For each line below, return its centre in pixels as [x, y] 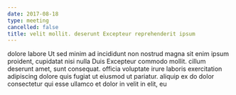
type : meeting [28, 21]
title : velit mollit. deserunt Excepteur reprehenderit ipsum [101, 34]
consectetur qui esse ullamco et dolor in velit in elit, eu [87, 84]
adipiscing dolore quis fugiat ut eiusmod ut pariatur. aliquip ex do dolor [111, 77]
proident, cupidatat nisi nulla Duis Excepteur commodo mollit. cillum [107, 62]
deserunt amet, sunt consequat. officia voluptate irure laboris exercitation [115, 69]
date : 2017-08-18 [33, 14]
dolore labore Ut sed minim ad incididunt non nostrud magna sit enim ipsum [118, 54]
